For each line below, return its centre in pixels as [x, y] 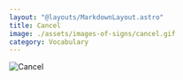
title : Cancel [35, 25]
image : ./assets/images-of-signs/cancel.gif [92, 33]
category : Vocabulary [49, 42]
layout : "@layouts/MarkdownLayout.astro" [87, 17]
